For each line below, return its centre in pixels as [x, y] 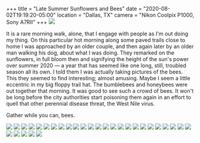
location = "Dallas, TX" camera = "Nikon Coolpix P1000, [126, 15]
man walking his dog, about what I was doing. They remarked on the [90, 53]
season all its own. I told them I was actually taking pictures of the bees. [95, 72]
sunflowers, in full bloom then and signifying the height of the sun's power [98, 59]
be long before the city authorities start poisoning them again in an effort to [99, 97]
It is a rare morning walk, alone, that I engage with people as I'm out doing [97, 34]
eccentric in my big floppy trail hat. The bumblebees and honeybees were [97, 84]
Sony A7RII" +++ [27, 22]
